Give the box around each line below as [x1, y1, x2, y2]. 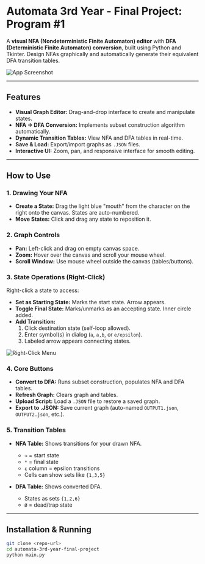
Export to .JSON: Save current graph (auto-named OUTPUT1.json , [15, 404, 179, 412]
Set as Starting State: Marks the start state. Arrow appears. [15, 299, 166, 306]
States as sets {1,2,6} [24, 494, 81, 502]
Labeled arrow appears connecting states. [24, 337, 131, 345]
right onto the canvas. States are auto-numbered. [15, 209, 140, 216]
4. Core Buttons [6, 364, 54, 373]
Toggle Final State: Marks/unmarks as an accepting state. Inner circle [15, 305, 192, 312]
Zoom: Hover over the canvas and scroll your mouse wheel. [15, 251, 166, 259]
